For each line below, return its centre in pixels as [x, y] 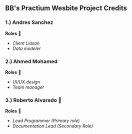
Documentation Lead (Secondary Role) [53, 126]
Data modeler [26, 48]
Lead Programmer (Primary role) [46, 121]
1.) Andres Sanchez [29, 22]
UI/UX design [26, 81]
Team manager [28, 87]
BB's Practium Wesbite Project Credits [66, 8]
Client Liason [26, 43]
